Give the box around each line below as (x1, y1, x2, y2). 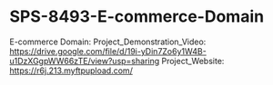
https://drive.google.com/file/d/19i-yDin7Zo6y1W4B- (9, 45, 207, 56)
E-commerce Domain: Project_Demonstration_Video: (9, 36, 207, 47)
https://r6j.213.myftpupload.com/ (9, 65, 134, 76)
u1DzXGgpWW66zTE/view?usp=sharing (9, 55, 160, 66)
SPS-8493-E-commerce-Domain (9, 6, 265, 27)
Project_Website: (161, 55, 225, 66)
